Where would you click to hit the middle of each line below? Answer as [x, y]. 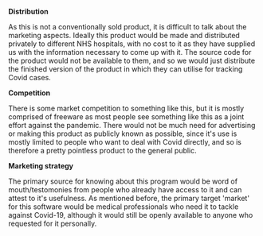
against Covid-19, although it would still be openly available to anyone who [131, 215]
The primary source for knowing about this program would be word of [123, 181]
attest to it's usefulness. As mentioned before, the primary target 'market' [129, 198]
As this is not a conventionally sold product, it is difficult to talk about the [128, 27]
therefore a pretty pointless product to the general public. [102, 151]
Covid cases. [30, 77]
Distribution [29, 12]
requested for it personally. [53, 223]
